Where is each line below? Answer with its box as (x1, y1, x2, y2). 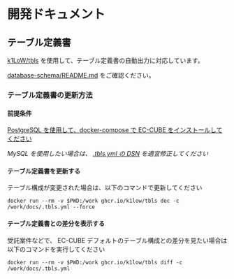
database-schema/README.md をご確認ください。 (7, 71, 155, 79)
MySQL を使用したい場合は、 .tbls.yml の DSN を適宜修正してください (7, 150, 209, 158)
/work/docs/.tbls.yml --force (7, 203, 96, 210)
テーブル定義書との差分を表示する (7, 219, 105, 227)
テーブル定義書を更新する (7, 166, 81, 175)
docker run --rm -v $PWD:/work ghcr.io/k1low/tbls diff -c (7, 259, 183, 266)
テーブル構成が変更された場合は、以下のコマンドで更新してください (7, 183, 203, 192)
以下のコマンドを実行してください (7, 245, 105, 253)
